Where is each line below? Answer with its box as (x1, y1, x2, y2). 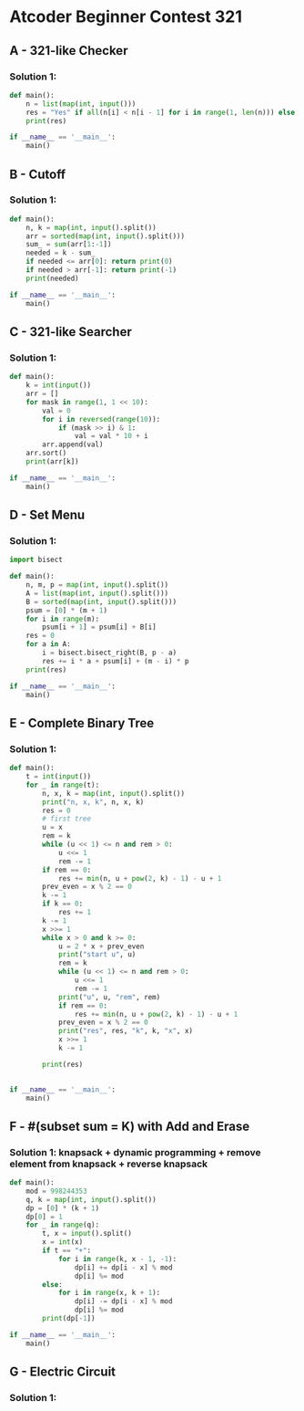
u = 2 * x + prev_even (57, 942, 145, 951)
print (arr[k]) (25, 457, 79, 466)
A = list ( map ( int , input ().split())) (25, 589, 169, 598)
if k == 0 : (42, 899, 84, 909)
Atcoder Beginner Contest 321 (9, 6, 243, 27)
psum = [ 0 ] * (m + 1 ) (25, 605, 107, 615)
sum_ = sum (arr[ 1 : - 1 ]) (25, 240, 112, 249)
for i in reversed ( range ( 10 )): (42, 414, 161, 423)
